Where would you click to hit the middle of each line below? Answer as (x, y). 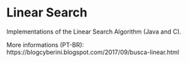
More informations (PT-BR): (45, 45)
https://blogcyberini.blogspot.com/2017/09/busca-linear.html (93, 52)
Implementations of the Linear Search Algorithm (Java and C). (94, 32)
